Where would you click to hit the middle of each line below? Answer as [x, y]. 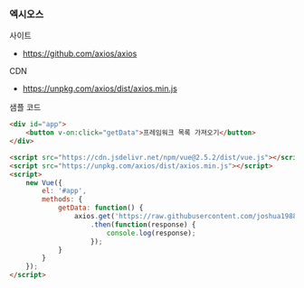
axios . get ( [95, 217]
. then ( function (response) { [143, 224]
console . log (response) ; [151, 233]
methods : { [62, 200]
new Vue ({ [44, 182]
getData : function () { [100, 208]
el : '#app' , [65, 191]
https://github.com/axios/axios [80, 54]
